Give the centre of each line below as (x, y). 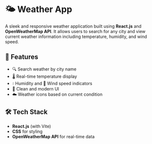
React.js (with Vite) (31, 126)
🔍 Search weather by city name (44, 69)
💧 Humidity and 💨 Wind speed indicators (52, 83)
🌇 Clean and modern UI (36, 89)
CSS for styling (27, 131)
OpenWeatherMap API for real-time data (53, 136)
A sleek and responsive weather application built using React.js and (73, 26)
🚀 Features (22, 57)
